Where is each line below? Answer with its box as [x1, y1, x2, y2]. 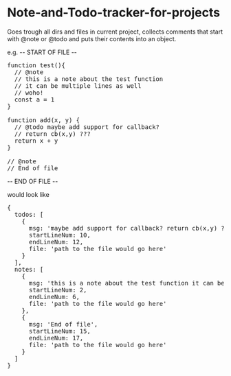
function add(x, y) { [7, 116, 80, 124]
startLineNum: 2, [28, 286, 87, 294]
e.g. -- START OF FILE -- [7, 48, 78, 56]
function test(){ [7, 61, 65, 69]
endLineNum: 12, [28, 238, 84, 246]
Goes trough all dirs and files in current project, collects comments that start [7, 27, 223, 36]
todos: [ [14, 211, 44, 218]
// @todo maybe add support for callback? [14, 123, 160, 131]
